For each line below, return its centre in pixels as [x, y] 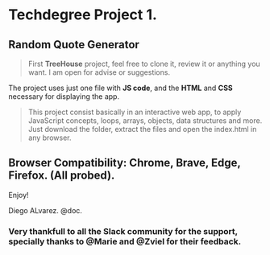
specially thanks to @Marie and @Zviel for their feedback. [125, 241]
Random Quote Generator [74, 45]
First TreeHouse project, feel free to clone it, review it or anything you [144, 64]
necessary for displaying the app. [64, 97]
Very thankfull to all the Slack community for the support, [123, 231]
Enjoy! [19, 195]
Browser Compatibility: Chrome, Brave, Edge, [125, 163]
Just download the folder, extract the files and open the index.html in [142, 129]
